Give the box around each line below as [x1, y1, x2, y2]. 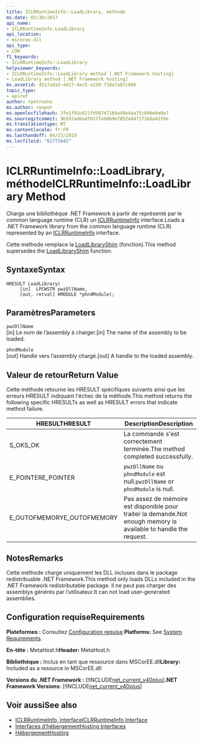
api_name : [6, 20, 31, 26]
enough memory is [123, 517, 177, 526]
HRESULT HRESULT [36, 419, 92, 428]
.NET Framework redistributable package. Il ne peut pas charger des [6, 581, 177, 589]
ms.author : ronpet [6, 104, 53, 111]
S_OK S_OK [9, 441, 40, 450]
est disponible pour [123, 502, 179, 511]
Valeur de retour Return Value [6, 370, 119, 380]
